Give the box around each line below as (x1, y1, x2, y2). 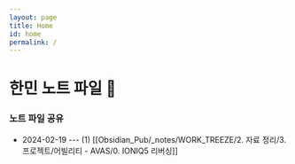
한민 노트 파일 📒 (9, 79, 117, 98)
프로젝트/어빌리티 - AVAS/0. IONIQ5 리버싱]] (21, 145, 179, 156)
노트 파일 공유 (9, 113, 65, 125)
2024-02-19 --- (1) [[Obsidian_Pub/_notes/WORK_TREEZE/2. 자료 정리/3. (21, 134, 286, 144)
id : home (9, 29, 42, 38)
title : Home (9, 21, 53, 30)
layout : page (9, 12, 58, 22)
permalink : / (9, 37, 58, 47)
